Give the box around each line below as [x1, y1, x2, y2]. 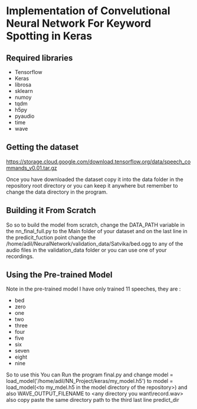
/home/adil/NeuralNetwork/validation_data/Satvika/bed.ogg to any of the [6, 240, 183, 247]
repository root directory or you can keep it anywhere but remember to [6, 182, 178, 189]
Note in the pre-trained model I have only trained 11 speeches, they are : [6, 285, 181, 292]
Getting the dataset [6, 142, 79, 152]
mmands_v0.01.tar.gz [6, 164, 57, 171]
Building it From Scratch [6, 205, 96, 215]
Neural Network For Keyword [6, 17, 152, 30]
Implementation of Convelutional [6, 4, 170, 18]
